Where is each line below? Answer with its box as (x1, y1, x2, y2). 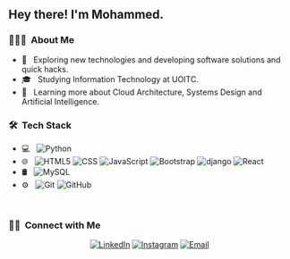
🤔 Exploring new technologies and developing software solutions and (21, 54, 281, 65)
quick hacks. (21, 63, 69, 74)
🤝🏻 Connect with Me (8, 219, 101, 231)
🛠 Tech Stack (8, 119, 72, 131)
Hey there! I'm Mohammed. (8, 7, 165, 22)
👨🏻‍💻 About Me (8, 34, 75, 46)
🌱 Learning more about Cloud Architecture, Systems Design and (21, 87, 263, 97)
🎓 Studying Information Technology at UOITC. (21, 73, 199, 84)
